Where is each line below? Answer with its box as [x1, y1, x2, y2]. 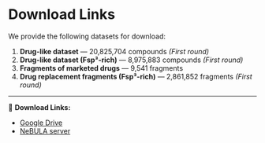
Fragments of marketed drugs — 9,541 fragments [19, 63, 184, 72]
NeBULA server [19, 126, 71, 135]
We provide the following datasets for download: [8, 31, 166, 41]
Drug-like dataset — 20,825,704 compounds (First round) [19, 46, 210, 56]
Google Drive [19, 118, 63, 127]
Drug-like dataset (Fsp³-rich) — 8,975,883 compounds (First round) [19, 55, 244, 64]
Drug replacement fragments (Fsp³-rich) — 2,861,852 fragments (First [19, 71, 252, 81]
